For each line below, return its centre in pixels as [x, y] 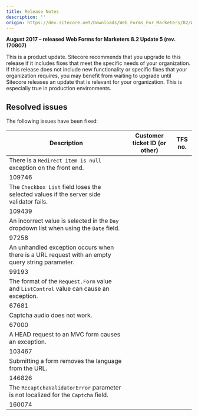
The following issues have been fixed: [52, 121]
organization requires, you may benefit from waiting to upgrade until [89, 76]
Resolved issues [37, 107]
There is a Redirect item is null [55, 160]
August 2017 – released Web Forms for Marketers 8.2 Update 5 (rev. [91, 40]
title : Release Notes [33, 12]
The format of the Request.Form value [60, 281]
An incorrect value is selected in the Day [64, 221]
